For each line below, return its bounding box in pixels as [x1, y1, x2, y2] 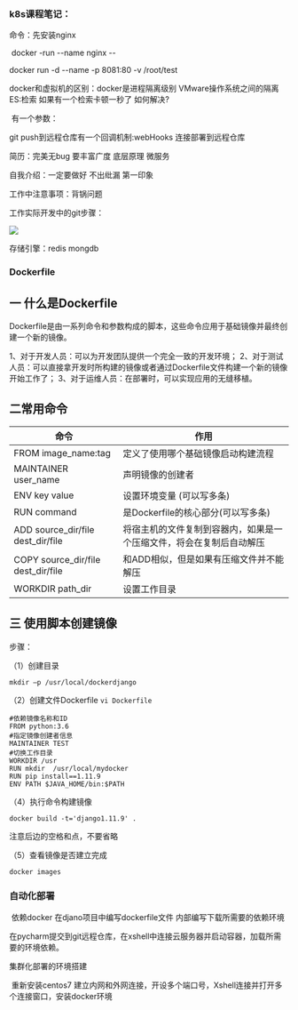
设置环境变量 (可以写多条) [122, 489, 231, 501]
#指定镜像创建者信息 [9, 731, 74, 740]
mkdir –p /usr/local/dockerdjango [9, 677, 137, 686]
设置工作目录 [122, 582, 177, 595]
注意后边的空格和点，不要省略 [9, 830, 118, 841]
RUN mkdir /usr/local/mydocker [9, 764, 129, 773]
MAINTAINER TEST [9, 739, 69, 748]
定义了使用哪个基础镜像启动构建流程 [122, 447, 275, 460]
